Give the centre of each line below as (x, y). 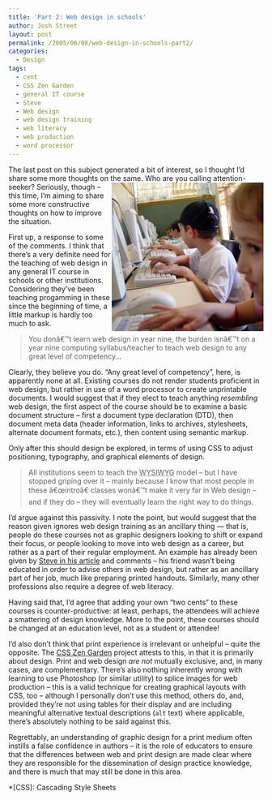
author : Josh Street (43, 26)
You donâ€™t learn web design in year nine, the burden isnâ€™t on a (142, 339)
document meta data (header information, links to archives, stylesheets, (128, 424)
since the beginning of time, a (58, 306)
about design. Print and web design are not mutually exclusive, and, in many (136, 660)
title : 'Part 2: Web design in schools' (78, 17)
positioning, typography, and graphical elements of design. (106, 456)
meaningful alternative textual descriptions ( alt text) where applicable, (127, 712)
